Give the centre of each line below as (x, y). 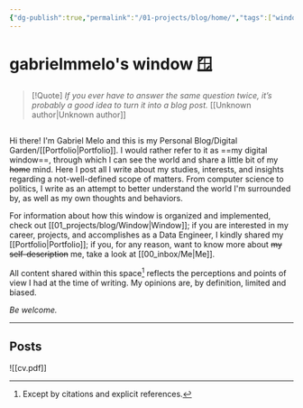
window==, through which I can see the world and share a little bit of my (144, 160)
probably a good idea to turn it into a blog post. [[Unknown (141, 105)
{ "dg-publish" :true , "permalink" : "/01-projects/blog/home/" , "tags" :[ (141, 18)
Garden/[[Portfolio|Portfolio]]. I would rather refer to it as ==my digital (138, 150)
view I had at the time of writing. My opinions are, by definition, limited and (148, 283)
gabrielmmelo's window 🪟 (111, 64)
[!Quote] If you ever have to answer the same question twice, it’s (151, 95)
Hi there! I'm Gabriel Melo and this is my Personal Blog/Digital (124, 140)
